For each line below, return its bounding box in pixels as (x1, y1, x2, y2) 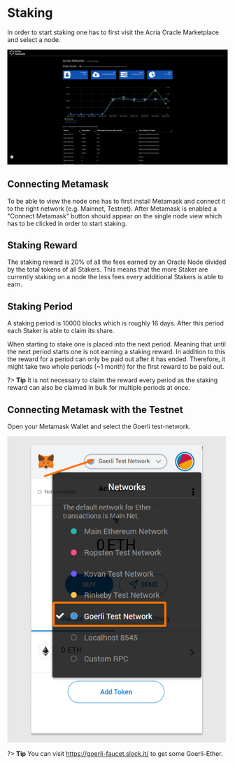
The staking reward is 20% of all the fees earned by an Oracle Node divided (7, 258, 227, 267)
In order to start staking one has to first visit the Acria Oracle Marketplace (7, 28, 219, 36)
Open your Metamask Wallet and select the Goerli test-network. (7, 422, 191, 431)
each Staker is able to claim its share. (7, 327, 115, 335)
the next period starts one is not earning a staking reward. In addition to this (7, 348, 226, 356)
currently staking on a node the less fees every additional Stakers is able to (7, 273, 224, 281)
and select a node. (7, 35, 61, 43)
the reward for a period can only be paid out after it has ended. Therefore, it (7, 355, 226, 363)
